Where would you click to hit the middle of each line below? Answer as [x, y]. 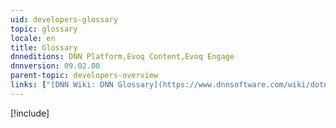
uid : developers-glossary [64, 19]
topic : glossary [44, 29]
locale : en [33, 38]
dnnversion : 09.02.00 [55, 66]
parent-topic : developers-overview [84, 76]
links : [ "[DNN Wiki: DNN [62, 85]
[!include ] [30, 113]
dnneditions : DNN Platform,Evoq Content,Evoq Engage [122, 57]
